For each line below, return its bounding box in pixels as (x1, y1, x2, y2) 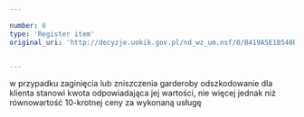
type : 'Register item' (9, 29, 95, 39)
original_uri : (9, 38, 63, 47)
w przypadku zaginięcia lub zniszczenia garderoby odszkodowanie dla (9, 78, 273, 89)
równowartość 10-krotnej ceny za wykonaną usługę (9, 97, 202, 108)
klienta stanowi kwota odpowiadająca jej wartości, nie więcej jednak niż (9, 87, 276, 99)
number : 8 (9, 21, 47, 30)
